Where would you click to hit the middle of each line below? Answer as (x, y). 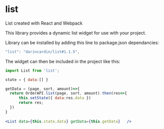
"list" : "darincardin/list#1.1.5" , (43, 52)
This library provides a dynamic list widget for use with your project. (76, 33)
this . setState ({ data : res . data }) (55, 98)
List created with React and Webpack (44, 23)
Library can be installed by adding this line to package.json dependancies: (82, 42)
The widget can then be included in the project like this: (63, 61)
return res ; (31, 103)
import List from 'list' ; (32, 71)
